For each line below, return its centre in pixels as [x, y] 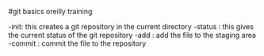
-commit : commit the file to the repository [77, 43]
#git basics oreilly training [50, 11]
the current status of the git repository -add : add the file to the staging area [132, 35]
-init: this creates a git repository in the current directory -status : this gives [131, 26]
